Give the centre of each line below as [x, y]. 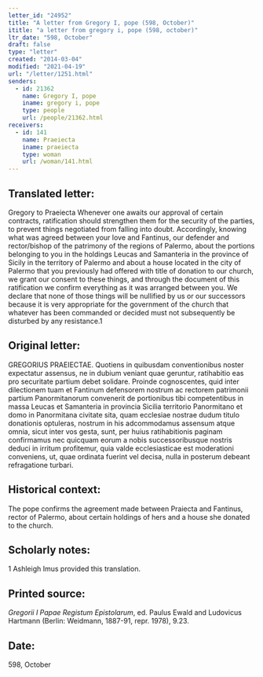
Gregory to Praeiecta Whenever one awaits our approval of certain [116, 212]
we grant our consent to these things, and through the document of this [124, 279]
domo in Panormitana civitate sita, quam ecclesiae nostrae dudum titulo [124, 414]
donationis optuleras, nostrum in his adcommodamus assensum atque [122, 423]
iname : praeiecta [51, 147]
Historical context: [55, 489]
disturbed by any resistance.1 [55, 321]
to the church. [31, 525]
